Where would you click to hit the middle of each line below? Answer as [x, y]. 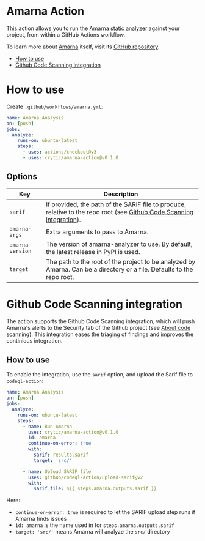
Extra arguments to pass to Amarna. [97, 232]
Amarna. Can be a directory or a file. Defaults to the [119, 269]
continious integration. [34, 340]
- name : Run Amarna [47, 427]
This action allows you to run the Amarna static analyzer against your [93, 28]
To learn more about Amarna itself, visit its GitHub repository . [83, 47]
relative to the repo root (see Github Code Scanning [120, 212]
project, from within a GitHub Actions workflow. [66, 34]
